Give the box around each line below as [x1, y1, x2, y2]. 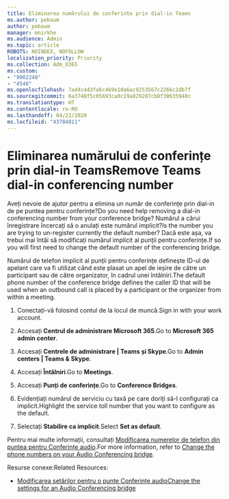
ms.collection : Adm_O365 [7, 61, 78, 68]
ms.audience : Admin [7, 36, 63, 42]
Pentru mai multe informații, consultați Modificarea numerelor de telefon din [7, 436, 220, 444]
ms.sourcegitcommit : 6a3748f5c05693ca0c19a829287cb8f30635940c [7, 93, 191, 100]
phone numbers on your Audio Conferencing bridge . [7, 450, 155, 459]
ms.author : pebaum [7, 16, 59, 23]
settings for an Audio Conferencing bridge [16, 484, 136, 492]
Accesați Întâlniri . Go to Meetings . [16, 368, 113, 376]
